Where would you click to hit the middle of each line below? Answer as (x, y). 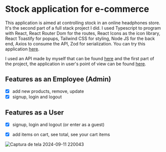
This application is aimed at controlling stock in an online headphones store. (83, 23)
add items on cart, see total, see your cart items (61, 134)
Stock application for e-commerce (77, 9)
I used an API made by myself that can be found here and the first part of (80, 58)
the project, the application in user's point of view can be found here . (76, 64)
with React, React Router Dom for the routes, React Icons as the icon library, (83, 33)
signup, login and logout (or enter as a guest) (58, 124)
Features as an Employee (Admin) (58, 79)
